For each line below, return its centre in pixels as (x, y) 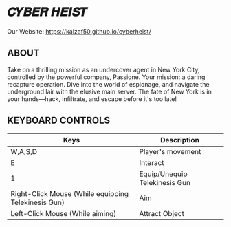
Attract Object (162, 213)
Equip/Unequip (163, 174)
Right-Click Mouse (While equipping (70, 193)
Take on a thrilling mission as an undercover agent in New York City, (103, 69)
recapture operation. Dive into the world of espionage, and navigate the (108, 84)
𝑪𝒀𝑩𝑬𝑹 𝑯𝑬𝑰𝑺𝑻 (47, 12)
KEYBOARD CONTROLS (59, 121)
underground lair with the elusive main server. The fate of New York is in (109, 91)
